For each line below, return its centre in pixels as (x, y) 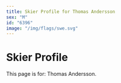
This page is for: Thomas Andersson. (51, 74)
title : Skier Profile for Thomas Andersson (61, 12)
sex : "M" (17, 17)
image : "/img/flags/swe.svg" (42, 28)
